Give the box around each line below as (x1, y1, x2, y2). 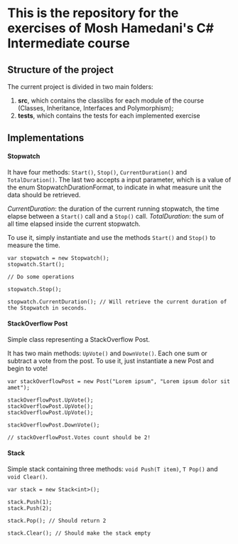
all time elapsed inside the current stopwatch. (7, 219, 141, 228)
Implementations (7, 132, 85, 144)
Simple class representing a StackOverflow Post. (7, 335, 151, 343)
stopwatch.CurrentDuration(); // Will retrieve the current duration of (7, 298, 227, 305)
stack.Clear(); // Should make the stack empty (7, 530, 151, 537)
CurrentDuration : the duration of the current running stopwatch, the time (7, 204, 220, 213)
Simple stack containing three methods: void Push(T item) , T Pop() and (7, 465, 218, 473)
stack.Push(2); (7, 505, 53, 512)
